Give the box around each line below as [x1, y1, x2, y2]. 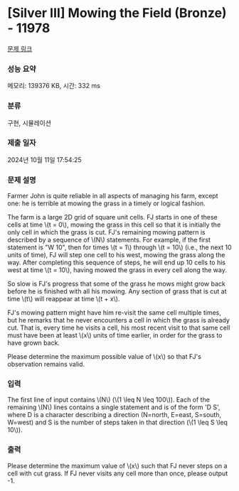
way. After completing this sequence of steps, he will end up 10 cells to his [7, 258, 226, 267]
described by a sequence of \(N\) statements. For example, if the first [7, 236, 211, 244]
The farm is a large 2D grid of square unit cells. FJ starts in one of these [7, 213, 218, 222]
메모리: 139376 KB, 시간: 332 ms [7, 82, 101, 90]
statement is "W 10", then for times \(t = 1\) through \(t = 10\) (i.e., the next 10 [7, 243, 232, 252]
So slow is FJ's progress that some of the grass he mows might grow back [7, 279, 225, 288]
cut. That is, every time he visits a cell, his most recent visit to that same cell [7, 323, 230, 332]
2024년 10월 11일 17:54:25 [7, 155, 82, 164]
